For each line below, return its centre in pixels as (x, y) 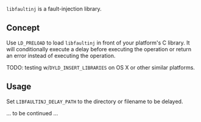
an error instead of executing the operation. (61, 56)
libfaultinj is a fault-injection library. (54, 9)
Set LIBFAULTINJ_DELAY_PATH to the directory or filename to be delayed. (95, 101)
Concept (23, 28)
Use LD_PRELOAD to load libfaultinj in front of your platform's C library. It (98, 43)
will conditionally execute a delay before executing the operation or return (99, 49)
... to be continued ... (32, 113)
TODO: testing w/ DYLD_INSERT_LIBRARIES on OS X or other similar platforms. (100, 67)
